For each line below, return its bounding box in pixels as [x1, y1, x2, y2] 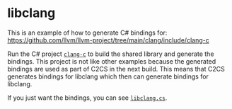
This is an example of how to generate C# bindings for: [7, 28, 168, 37]
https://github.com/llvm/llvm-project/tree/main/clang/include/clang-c [7, 35, 210, 44]
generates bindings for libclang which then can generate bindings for [7, 72, 209, 81]
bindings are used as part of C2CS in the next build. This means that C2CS [7, 64, 225, 73]
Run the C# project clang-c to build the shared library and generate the [7, 50, 214, 58]
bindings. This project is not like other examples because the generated [7, 57, 216, 65]
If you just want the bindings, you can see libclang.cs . [7, 93, 168, 102]
